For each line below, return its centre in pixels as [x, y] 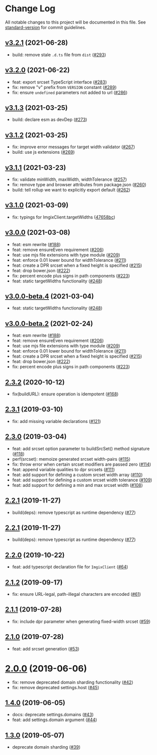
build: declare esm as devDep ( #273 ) [50, 120]
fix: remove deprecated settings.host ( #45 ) [56, 687]
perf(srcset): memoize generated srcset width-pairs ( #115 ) [71, 459]
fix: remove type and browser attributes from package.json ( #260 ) [79, 184]
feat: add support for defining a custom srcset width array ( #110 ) [78, 475]
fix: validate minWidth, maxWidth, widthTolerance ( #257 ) [69, 179]
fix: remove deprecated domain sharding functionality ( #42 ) [73, 682]
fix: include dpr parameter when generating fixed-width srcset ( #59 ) [81, 621]
